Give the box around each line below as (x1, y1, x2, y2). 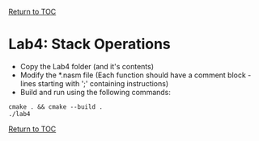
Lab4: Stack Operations (8, 35, 172, 53)
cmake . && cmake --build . (8, 102, 104, 111)
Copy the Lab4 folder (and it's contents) (19, 61, 155, 71)
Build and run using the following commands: (19, 87, 172, 97)
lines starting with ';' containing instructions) (19, 78, 169, 88)
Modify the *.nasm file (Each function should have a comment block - (19, 70, 252, 80)
